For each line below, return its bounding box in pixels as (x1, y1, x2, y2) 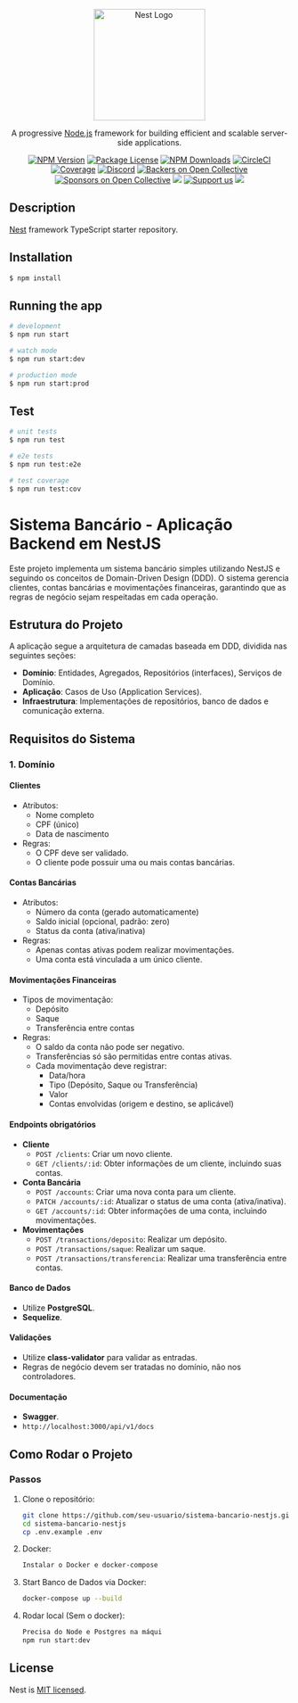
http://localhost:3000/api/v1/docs (21, 1423, 155, 1432)
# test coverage (9, 475, 69, 485)
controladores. (21, 1370, 77, 1382)
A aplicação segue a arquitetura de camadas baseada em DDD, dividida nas (9, 641, 287, 651)
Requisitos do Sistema (9, 732, 136, 747)
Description (9, 201, 76, 216)
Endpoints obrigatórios (9, 1119, 96, 1129)
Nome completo (35, 809, 95, 820)
